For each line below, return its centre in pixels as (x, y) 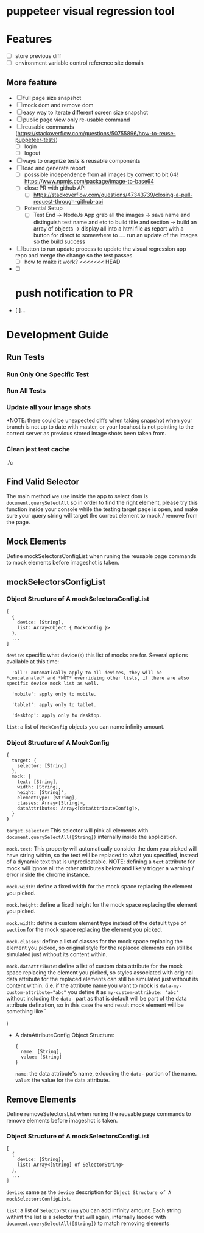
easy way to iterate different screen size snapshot (86, 113)
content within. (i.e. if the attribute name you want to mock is (83, 985)
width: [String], (39, 787)
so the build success (59, 241)
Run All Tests (26, 390)
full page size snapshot (52, 98)
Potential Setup (43, 208)
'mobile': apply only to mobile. (54, 694)
